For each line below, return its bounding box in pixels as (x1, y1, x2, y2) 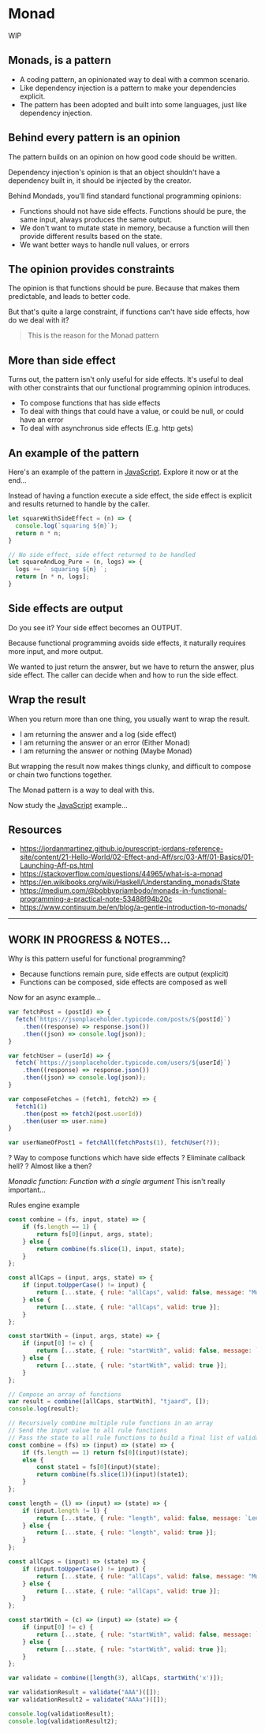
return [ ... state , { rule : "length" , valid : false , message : (36, 1514, 242, 1522)
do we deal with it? (8, 316, 69, 325)
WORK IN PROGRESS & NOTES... (8, 932, 171, 947)
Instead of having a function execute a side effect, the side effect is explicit (8, 491, 252, 500)
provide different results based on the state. (19, 231, 162, 241)
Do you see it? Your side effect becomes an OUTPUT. (8, 622, 183, 632)
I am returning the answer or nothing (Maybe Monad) (19, 746, 192, 756)
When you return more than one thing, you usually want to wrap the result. (8, 714, 250, 723)
